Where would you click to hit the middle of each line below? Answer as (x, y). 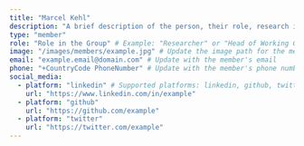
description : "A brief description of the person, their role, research (149, 26)
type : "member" (38, 34)
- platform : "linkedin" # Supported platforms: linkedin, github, (145, 85)
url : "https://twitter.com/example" (95, 128)
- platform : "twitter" (60, 119)
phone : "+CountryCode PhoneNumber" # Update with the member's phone (143, 69)
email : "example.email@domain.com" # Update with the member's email (143, 60)
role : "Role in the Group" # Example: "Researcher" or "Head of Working (149, 43)
